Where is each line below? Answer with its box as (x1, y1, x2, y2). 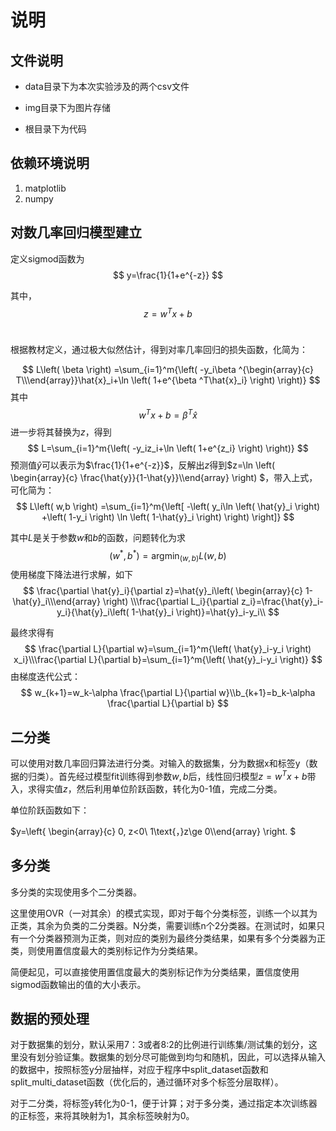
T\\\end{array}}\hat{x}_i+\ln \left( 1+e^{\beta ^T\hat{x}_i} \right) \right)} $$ (15, 374, 321, 386)
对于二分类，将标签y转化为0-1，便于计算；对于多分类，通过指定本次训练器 (10, 1097, 318, 1110)
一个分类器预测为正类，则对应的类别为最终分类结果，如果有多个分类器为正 (18, 932, 326, 944)
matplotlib (24, 182, 67, 194)
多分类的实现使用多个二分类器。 (10, 886, 142, 898)
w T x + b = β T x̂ (138, 407, 198, 421)
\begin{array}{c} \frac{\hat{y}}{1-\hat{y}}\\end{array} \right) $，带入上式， (10, 471, 318, 483)
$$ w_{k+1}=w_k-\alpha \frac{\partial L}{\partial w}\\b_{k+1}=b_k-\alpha (20, 687, 316, 699)
